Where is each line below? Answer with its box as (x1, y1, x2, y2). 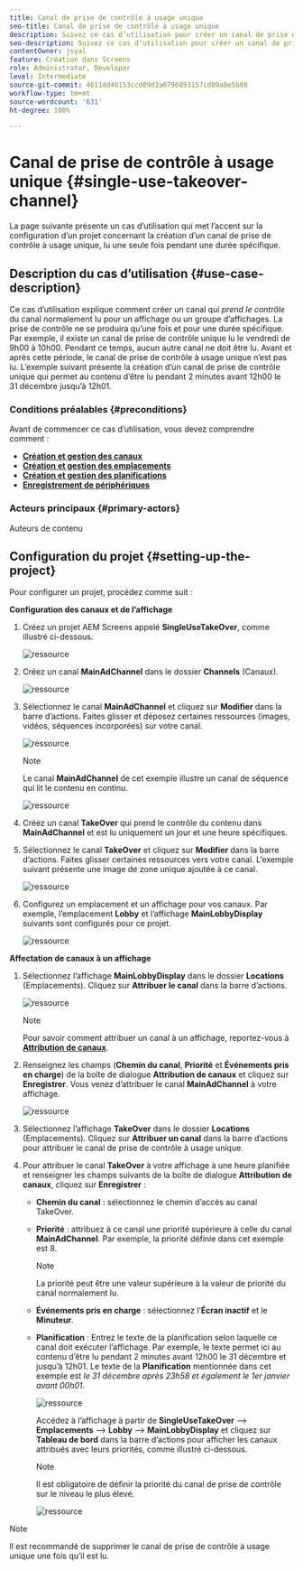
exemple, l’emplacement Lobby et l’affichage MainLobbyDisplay (22, 908, 263, 919)
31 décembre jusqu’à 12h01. (9, 381, 112, 391)
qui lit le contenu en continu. (22, 783, 129, 794)
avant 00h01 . (35, 1380, 86, 1391)
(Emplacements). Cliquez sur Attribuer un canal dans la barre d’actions (22, 1133, 289, 1144)
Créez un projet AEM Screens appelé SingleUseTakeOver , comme (22, 622, 271, 633)
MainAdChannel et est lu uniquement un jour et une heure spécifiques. (22, 827, 289, 838)
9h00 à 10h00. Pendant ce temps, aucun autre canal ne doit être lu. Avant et (9, 342, 292, 353)
